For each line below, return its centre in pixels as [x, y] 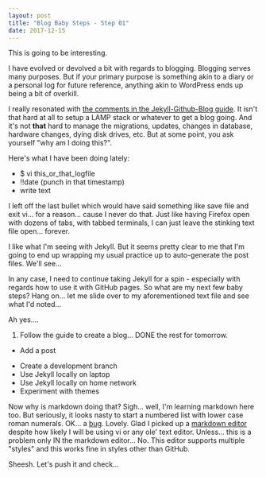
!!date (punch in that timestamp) [72, 182]
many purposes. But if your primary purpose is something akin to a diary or [131, 77]
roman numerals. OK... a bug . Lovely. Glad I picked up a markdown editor [128, 424]
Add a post [38, 351]
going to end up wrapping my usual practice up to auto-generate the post [129, 255]
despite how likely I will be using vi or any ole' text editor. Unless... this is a [130, 432]
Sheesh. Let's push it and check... [64, 464]
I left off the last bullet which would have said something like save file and [128, 206]
